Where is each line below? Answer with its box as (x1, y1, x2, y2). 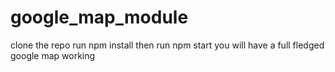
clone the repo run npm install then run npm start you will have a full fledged (10, 39, 325, 51)
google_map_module (10, 6, 189, 29)
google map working (10, 49, 96, 61)
